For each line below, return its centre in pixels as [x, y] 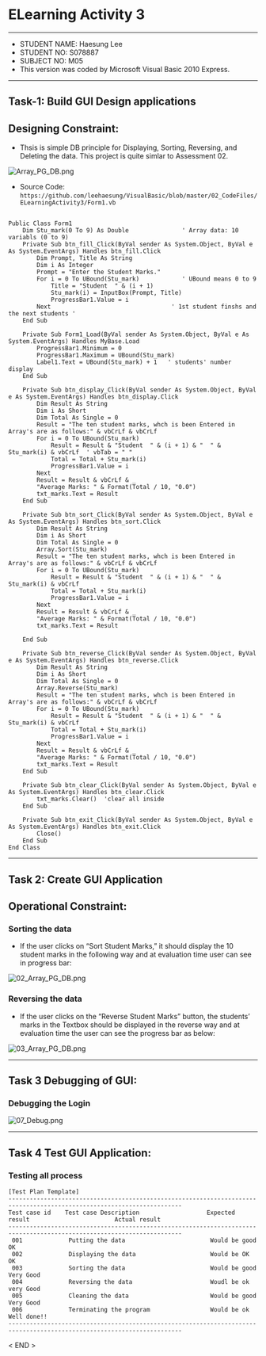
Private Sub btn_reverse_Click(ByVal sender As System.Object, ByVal [140, 654]
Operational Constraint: [68, 906]
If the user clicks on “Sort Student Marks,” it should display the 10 [126, 946]
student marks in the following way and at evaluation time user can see [135, 955]
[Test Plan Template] [44, 1192]
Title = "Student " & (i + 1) [102, 286]
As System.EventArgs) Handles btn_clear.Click [86, 793]
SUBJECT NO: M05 [51, 60]
